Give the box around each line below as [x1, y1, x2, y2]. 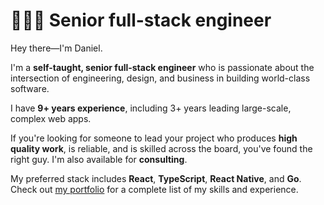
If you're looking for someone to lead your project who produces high [10, 132, 298, 144]
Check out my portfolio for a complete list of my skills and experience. [10, 183, 299, 195]
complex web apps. [10, 112, 92, 124]
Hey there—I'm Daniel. [10, 42, 103, 54]
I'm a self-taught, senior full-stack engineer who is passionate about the [10, 61, 315, 73]
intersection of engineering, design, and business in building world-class [10, 72, 311, 84]
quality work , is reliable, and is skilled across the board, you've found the [10, 142, 313, 154]
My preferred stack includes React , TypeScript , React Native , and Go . [10, 172, 302, 184]
